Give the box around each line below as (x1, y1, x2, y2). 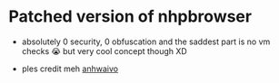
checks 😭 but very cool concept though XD (21, 45, 187, 56)
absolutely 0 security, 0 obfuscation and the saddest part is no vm (21, 36, 271, 47)
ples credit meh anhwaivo (21, 63, 119, 74)
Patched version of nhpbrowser (8, 6, 252, 27)
